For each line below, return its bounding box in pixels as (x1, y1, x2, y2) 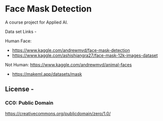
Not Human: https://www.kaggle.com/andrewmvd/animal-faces (5, 62, 132, 67)
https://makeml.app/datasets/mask (12, 71, 82, 77)
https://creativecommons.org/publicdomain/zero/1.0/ (5, 110, 111, 116)
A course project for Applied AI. (5, 19, 68, 25)
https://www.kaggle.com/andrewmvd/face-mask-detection (12, 47, 130, 53)
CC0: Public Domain (5, 100, 53, 107)
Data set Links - (5, 28, 37, 34)
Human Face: (5, 38, 32, 44)
